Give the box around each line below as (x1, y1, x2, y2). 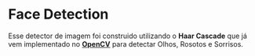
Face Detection (8, 5, 109, 23)
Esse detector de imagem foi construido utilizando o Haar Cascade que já (8, 31, 247, 40)
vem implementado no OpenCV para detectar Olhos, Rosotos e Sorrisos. (8, 39, 243, 48)
